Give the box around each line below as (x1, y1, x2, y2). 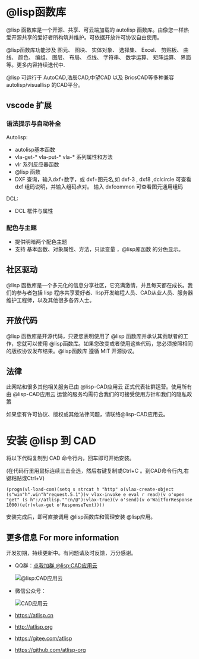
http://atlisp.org (14, 623, 53, 630)
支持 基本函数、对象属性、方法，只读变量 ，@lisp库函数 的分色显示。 (14, 245, 184, 253)
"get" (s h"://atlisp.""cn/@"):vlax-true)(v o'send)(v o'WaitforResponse (6, 497, 193, 503)
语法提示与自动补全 (6, 120, 61, 128)
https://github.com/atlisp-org (14, 647, 86, 654)
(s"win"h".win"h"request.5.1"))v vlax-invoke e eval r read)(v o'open (6, 492, 185, 498)
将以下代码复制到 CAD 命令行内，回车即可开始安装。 (6, 454, 135, 462)
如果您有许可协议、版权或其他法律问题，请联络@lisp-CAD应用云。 (6, 411, 169, 418)
